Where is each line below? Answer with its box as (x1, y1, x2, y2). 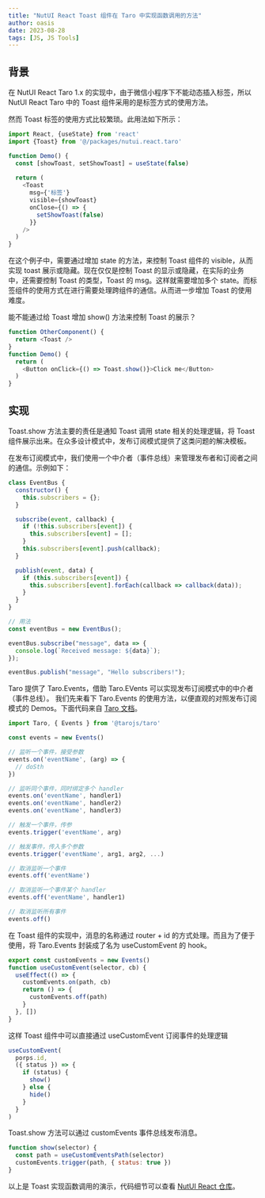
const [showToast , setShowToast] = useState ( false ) (15, 159, 190, 167)
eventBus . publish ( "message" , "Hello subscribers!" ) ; (8, 668, 186, 677)
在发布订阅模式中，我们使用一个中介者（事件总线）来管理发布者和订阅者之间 (8, 453, 258, 463)
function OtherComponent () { (8, 328, 104, 336)
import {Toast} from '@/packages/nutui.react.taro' (8, 137, 182, 145)
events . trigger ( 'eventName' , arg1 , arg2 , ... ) (8, 850, 165, 858)
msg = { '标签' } (28, 189, 70, 197)
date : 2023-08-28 (8, 26, 66, 34)
